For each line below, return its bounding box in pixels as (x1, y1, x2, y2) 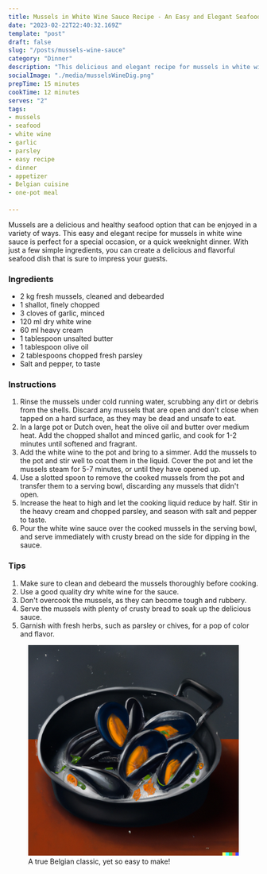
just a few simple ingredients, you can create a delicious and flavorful (8, 245, 236, 254)
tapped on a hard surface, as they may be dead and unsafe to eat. (19, 414, 237, 423)
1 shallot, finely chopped (19, 300, 100, 310)
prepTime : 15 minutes (8, 79, 80, 87)
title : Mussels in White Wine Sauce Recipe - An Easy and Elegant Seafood (8, 13, 261, 21)
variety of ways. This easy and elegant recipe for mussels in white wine (8, 228, 242, 238)
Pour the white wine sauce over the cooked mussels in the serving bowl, (19, 524, 257, 533)
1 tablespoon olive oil (19, 342, 89, 352)
